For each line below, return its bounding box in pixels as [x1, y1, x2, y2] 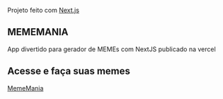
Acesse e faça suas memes [7, 65, 131, 77]
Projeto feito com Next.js [7, 6, 80, 14]
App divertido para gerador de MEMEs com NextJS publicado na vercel [7, 45, 216, 53]
